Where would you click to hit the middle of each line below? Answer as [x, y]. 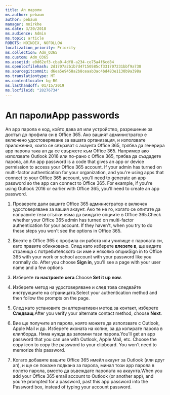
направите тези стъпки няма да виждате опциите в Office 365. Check [87, 215]
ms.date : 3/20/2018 [26, 29]
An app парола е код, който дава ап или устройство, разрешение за [79, 129]
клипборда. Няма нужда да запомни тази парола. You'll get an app [84, 334]
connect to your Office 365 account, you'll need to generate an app [75, 178]
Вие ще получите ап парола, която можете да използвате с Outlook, [86, 323]
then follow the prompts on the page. [51, 298]
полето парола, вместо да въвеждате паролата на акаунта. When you [88, 371]
